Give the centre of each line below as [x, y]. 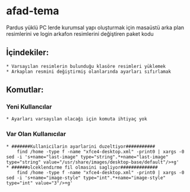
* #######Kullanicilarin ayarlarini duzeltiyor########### [81, 146]
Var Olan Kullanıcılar [36, 134]
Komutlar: [25, 90]
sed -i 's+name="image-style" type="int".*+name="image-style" [86, 178]
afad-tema [33, 11]
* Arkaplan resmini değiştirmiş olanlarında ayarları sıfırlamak [88, 72]
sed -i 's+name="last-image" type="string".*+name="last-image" [87, 157]
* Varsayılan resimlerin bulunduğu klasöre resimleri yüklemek [86, 66]
